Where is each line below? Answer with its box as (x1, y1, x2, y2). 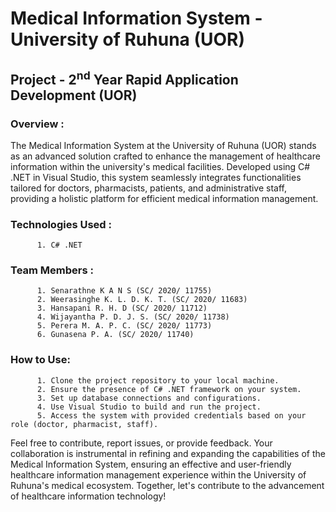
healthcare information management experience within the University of (10, 468, 307, 481)
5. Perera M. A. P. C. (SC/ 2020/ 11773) (36, 321, 213, 331)
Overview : (10, 117, 65, 131)
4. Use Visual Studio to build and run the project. (36, 402, 262, 412)
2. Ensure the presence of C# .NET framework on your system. (36, 384, 302, 394)
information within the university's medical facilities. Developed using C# (10, 160, 311, 172)
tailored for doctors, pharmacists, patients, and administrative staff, (10, 182, 288, 194)
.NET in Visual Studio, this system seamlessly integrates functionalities (10, 171, 302, 183)
